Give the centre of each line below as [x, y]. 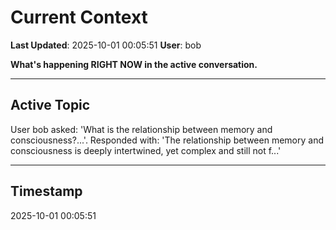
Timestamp [46, 191]
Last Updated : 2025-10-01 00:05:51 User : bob [106, 45]
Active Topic [50, 105]
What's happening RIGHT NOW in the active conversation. [134, 64]
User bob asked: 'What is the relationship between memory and [141, 129]
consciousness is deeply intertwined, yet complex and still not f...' [146, 150]
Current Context [79, 17]
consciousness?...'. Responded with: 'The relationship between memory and [167, 140]
